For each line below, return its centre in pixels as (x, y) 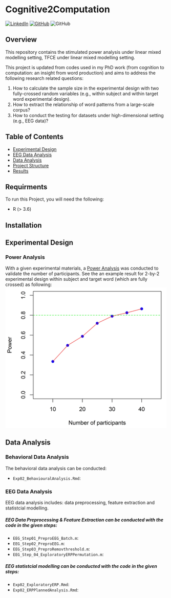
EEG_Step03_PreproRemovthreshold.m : (51, 549)
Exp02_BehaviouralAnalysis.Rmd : (47, 478)
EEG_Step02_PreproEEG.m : (39, 543)
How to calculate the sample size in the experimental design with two (86, 88)
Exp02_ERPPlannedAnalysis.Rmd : (46, 590)
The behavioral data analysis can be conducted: (56, 468)
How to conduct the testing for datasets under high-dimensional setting (88, 115)
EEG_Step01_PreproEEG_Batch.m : (46, 538)
